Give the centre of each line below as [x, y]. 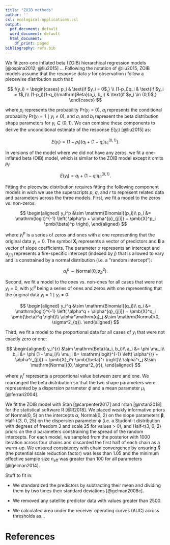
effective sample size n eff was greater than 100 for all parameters [74, 460]
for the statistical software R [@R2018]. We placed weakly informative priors [85, 410]
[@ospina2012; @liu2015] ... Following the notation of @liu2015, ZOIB [78, 68]
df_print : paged [32, 43]
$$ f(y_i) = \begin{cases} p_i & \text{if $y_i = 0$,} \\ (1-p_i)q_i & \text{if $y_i [86, 89]
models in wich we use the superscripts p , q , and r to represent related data [85, 192]
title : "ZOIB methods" [29, 10]
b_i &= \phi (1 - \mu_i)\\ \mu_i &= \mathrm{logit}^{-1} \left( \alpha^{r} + [86, 354]
